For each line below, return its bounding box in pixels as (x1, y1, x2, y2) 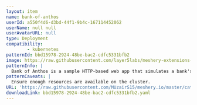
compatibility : (6, 41, 43, 47)
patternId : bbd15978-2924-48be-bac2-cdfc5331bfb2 (6, 52, 130, 58)
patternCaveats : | (6, 73, 51, 79)
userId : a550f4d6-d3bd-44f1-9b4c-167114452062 (6, 19, 122, 25)
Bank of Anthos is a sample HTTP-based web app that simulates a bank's (11, 68, 193, 74)
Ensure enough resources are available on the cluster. (11, 79, 151, 85)
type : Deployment (6, 36, 49, 41)
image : (6, 57, 22, 63)
